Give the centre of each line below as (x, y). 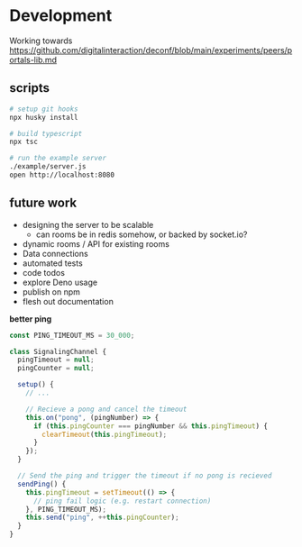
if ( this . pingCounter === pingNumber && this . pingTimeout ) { (151, 426)
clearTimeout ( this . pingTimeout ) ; (105, 434)
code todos (44, 272)
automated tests (52, 263)
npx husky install (44, 117)
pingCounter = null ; (56, 369)
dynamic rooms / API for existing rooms (96, 243)
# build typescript (46, 133)
